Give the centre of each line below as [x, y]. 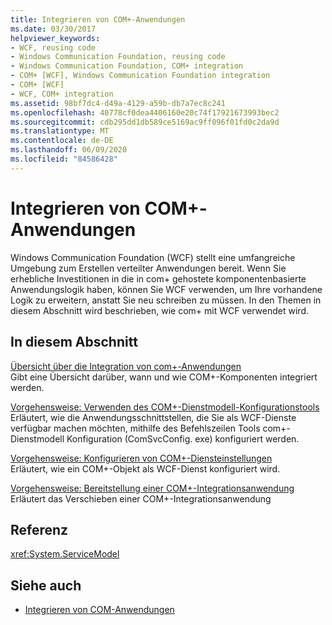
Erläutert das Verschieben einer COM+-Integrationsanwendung [141, 498]
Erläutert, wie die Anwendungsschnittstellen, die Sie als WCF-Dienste [153, 417]
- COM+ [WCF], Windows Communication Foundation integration [140, 76]
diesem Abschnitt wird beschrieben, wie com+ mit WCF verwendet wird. [159, 310]
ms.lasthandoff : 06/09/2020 [69, 150]
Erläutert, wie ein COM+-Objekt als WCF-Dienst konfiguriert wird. [145, 468]
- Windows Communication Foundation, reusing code [118, 57]
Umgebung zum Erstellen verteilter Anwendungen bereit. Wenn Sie [148, 268]
